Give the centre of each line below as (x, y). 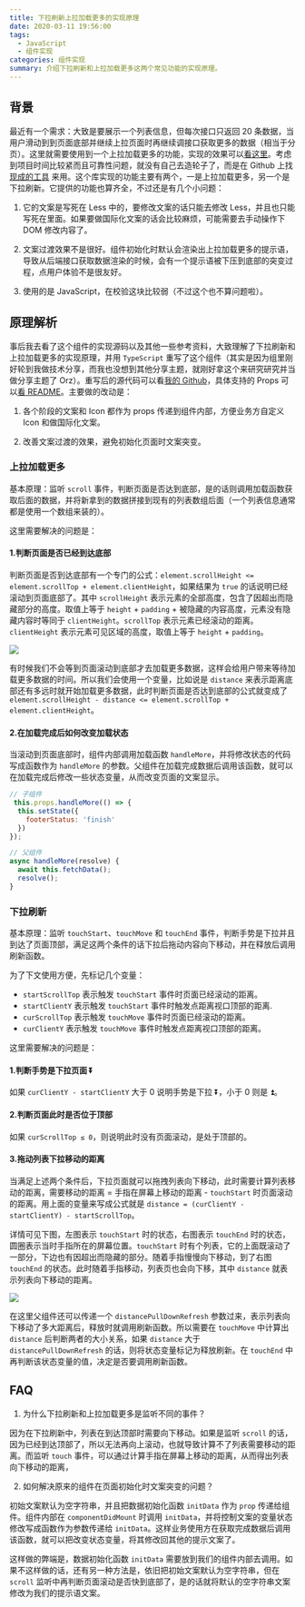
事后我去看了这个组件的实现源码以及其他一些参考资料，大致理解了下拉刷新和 (152, 346)
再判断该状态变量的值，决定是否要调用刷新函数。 (101, 1361)
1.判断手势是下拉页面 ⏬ (51, 1070)
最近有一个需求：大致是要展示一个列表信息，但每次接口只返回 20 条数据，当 (152, 131)
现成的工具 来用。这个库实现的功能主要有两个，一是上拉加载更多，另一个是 (150, 176)
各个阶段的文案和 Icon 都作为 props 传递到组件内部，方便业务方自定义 (153, 410)
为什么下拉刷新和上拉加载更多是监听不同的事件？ (114, 1414)
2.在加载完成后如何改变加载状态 (69, 733)
